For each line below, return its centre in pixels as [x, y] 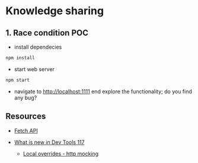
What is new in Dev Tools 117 [49, 142]
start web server [34, 69]
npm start [18, 80]
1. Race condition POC [47, 33]
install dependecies [38, 47]
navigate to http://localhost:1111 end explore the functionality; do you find [103, 91]
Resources [26, 116]
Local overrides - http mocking [61, 154]
